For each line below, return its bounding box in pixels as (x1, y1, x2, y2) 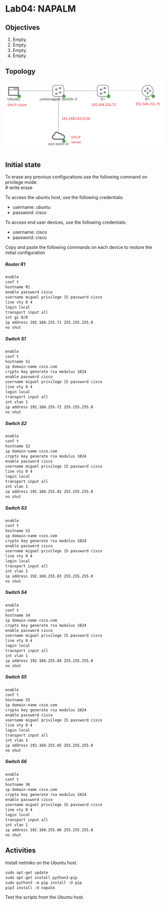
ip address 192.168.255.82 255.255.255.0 (5, 489, 94, 494)
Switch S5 (5, 674, 27, 680)
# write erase (5, 185, 33, 191)
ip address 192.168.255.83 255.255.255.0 (5, 574, 94, 579)
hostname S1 (5, 359, 30, 364)
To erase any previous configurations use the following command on (5, 174, 147, 180)
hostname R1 (5, 284, 30, 289)
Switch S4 (5, 589, 27, 595)
